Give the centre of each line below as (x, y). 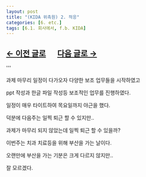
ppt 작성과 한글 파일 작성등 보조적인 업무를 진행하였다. (69, 93)
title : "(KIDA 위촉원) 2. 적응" (43, 17)
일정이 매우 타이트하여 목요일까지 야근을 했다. (58, 105)
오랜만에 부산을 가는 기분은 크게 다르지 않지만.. (60, 155)
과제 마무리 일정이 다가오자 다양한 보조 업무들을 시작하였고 (73, 80)
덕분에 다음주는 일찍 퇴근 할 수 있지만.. (50, 118)
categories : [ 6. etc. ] (34, 22)
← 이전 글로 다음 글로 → (52, 53)
